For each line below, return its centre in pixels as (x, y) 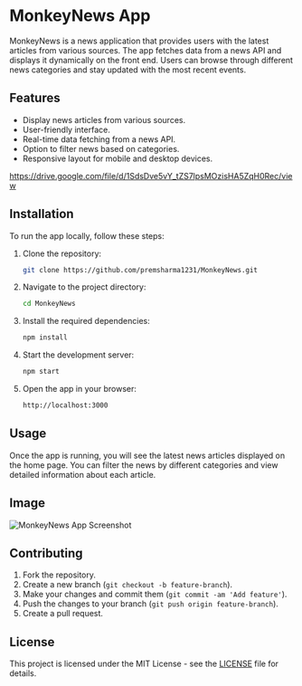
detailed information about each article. (83, 474)
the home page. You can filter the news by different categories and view (144, 465)
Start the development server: (78, 355)
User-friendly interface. (66, 129)
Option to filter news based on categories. (101, 148)
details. (23, 673)
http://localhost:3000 (65, 405)
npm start (41, 372)
